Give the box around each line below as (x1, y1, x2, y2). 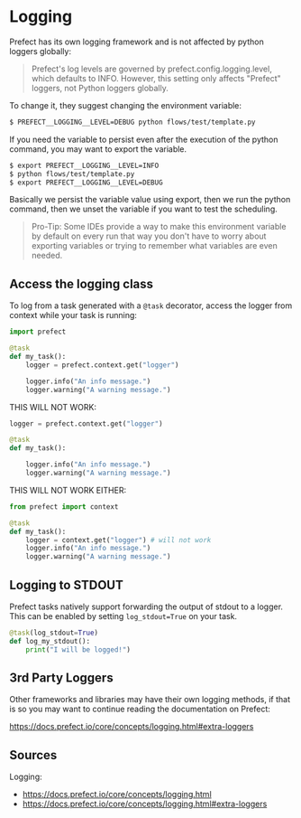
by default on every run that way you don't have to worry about (31, 230, 267, 241)
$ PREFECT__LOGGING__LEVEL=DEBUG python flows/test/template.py (9, 118, 256, 127)
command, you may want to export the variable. (9, 143, 187, 155)
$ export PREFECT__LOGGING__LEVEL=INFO (9, 161, 160, 170)
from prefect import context (9, 502, 119, 512)
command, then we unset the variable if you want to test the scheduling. (9, 203, 278, 214)
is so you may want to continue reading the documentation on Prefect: (9, 703, 270, 715)
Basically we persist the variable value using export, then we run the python (9, 194, 291, 205)
